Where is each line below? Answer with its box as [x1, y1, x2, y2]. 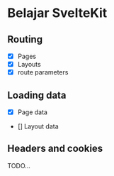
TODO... [7, 161, 30, 170]
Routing [7, 33, 43, 45]
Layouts [17, 60, 41, 69]
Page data [17, 108, 48, 116]
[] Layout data [17, 122, 59, 131]
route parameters [17, 68, 69, 77]
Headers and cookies [7, 143, 103, 155]
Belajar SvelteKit [7, 5, 108, 21]
